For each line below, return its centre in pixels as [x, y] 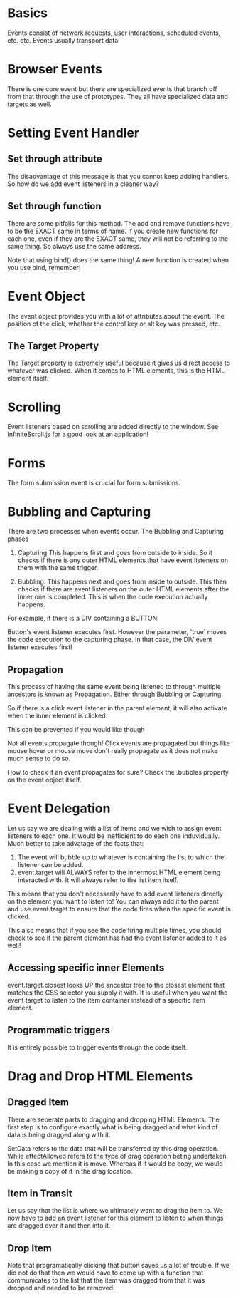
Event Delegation [59, 808]
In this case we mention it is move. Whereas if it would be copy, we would [115, 1164]
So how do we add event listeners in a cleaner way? [83, 184]
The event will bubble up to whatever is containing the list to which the [121, 857]
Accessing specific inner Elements [86, 968]
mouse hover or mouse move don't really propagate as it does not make [113, 751]
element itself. [28, 378]
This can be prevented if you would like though [76, 730]
